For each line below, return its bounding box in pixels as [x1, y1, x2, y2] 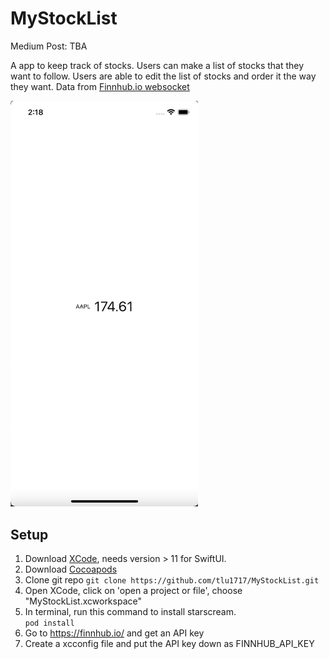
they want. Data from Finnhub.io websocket [10, 80, 190, 92]
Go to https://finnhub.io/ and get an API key [24, 627, 205, 639]
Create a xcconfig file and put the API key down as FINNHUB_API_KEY [24, 638, 315, 650]
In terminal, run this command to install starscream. [24, 606, 237, 618]
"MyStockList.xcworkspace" [24, 595, 142, 607]
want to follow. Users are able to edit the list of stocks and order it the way [10, 70, 317, 82]
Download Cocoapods [24, 563, 118, 576]
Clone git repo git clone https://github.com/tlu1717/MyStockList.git [24, 574, 320, 586]
